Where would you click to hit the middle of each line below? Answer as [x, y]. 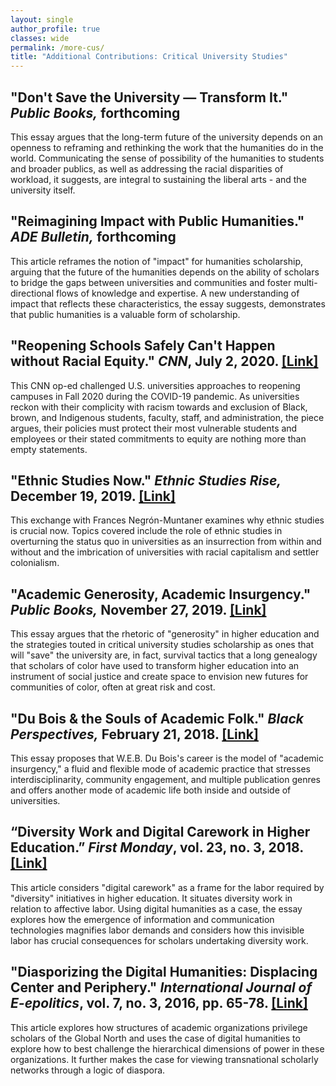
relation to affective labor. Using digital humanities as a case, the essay [156, 908]
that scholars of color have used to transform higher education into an [155, 666]
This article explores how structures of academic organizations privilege [159, 1027]
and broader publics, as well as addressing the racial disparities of [147, 168]
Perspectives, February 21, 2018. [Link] [134, 734]
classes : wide [40, 38]
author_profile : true [55, 29]
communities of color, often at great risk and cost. [113, 687]
